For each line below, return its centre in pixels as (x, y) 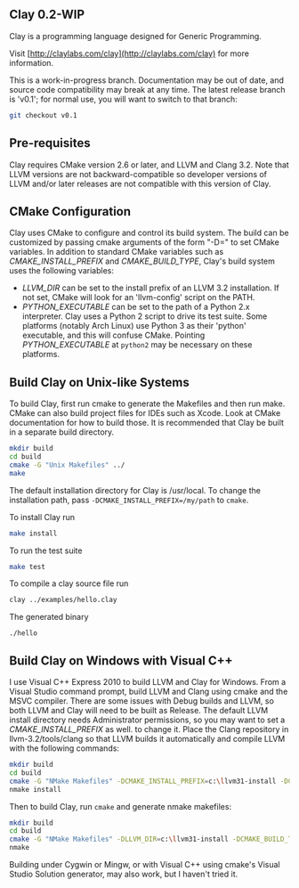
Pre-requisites (50, 143)
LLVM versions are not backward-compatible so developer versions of (138, 174)
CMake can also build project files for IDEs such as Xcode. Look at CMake (145, 413)
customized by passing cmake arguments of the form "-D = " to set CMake (145, 242)
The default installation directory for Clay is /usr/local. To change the (135, 490)
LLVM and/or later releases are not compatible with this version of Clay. (140, 183)
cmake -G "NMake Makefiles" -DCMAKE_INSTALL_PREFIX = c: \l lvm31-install (143, 781)
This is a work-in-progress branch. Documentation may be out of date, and (147, 80)
